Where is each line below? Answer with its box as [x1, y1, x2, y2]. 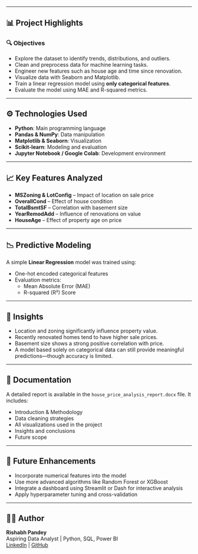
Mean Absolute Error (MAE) [23, 283, 91, 290]
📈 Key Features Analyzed [6, 172, 103, 183]
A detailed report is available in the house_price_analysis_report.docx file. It [6, 390, 192, 397]
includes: [6, 397, 28, 404]
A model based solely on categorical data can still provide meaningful [14, 346, 184, 353]
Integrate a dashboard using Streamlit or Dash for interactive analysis [14, 484, 183, 491]
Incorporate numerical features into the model [14, 472, 127, 479]
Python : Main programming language [14, 125, 106, 132]
